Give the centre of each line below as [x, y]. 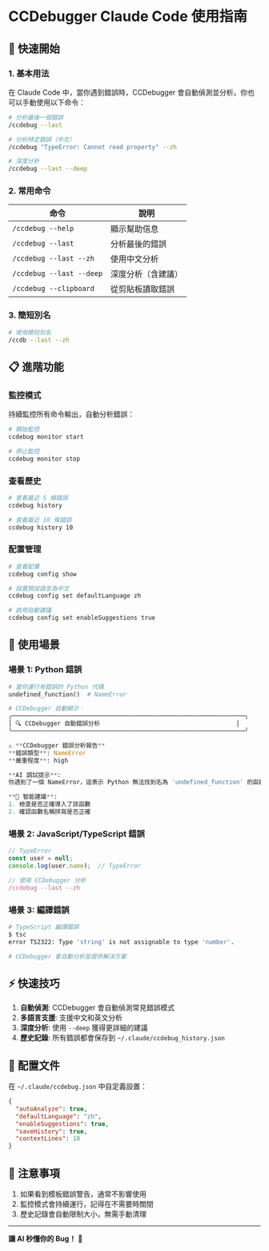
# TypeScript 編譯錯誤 [44, 927]
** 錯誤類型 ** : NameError [47, 753]
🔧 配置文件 [34, 1065]
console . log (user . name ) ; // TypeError [75, 866]
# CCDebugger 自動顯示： [47, 709]
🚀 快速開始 [34, 49]
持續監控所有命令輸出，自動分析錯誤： [71, 415]
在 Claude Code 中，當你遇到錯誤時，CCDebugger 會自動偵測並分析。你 [128, 92]
